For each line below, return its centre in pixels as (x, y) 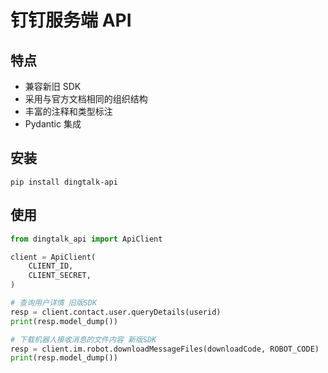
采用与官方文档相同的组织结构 (86, 99)
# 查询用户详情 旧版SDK (54, 303)
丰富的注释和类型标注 (68, 111)
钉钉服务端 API (71, 20)
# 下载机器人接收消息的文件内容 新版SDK (83, 339)
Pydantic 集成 (53, 124)
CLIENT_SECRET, (60, 276)
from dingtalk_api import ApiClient (86, 239)
